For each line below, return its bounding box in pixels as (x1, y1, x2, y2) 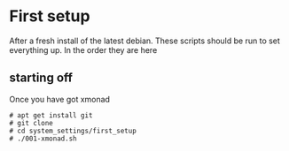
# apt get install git (9, 110, 93, 120)
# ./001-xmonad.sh (9, 134, 77, 143)
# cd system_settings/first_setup (9, 126, 137, 135)
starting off (9, 71, 74, 86)
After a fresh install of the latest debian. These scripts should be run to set (9, 35, 281, 46)
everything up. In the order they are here (9, 44, 158, 55)
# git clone (9, 118, 53, 127)
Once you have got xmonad (9, 94, 111, 104)
